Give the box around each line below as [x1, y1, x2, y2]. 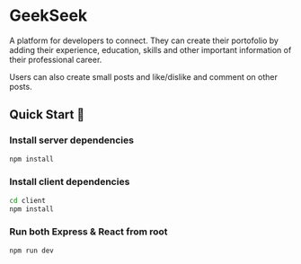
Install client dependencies [9, 176, 130, 189]
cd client [9, 196, 47, 205]
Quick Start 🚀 [9, 107, 85, 122]
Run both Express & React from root [9, 225, 168, 238]
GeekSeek [9, 5, 88, 26]
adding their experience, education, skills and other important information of [9, 44, 292, 55]
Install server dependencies [9, 134, 135, 146]
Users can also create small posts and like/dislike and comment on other [9, 71, 279, 82]
